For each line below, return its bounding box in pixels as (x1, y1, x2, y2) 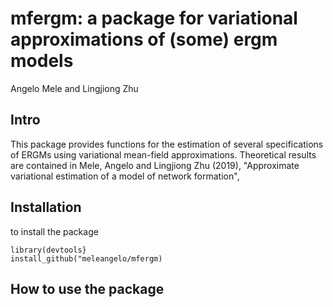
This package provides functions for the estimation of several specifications (10, 138, 324, 150)
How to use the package (10, 280, 165, 297)
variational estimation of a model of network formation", (10, 170, 240, 182)
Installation (10, 199, 82, 216)
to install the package (10, 225, 99, 237)
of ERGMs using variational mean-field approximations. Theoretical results (10, 148, 317, 161)
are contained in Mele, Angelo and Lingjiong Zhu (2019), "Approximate (10, 159, 300, 171)
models (10, 50, 74, 72)
